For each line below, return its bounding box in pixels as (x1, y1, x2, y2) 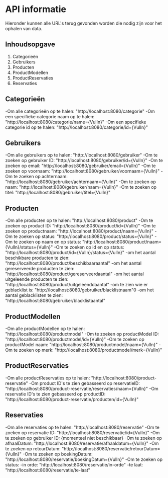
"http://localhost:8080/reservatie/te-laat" (5, 467, 90, 473)
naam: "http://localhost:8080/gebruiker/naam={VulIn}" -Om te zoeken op (5, 184, 157, 190)
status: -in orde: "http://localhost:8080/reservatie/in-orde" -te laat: (5, 461, 143, 467)
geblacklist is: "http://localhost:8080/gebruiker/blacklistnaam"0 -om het (5, 287, 154, 293)
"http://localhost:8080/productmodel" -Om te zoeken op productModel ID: (5, 331, 159, 337)
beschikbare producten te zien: (5, 255, 70, 261)
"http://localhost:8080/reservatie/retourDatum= (62, 445, 160, 451)
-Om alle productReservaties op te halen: (5, 375, 90, 381)
